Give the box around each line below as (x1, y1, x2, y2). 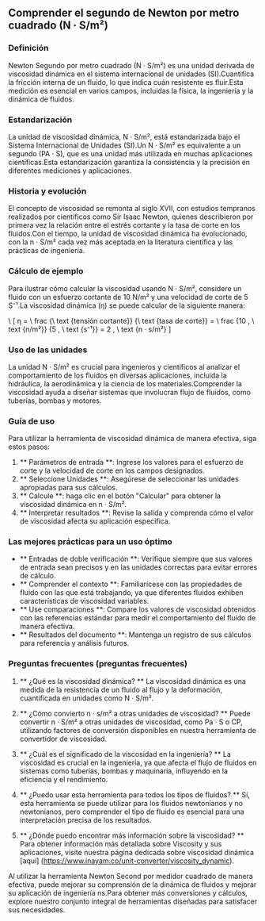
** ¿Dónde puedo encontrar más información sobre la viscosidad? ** (19, 831, 244, 840)
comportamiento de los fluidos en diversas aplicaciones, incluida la (8, 370, 227, 380)
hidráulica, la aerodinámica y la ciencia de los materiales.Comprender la (8, 378, 243, 388)
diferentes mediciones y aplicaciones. (8, 166, 132, 175)
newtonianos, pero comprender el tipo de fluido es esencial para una (19, 807, 244, 816)
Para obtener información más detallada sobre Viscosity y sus (19, 838, 222, 848)
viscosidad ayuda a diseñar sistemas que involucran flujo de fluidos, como (8, 387, 252, 397)
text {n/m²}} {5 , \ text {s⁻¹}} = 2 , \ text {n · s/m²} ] (8, 324, 172, 334)
